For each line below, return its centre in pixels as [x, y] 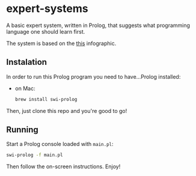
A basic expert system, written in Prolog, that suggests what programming [98, 25]
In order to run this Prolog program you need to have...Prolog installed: [93, 76]
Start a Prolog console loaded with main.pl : [60, 144]
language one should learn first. [46, 31]
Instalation [26, 62]
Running [23, 130]
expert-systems [47, 9]
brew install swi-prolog [46, 99]
